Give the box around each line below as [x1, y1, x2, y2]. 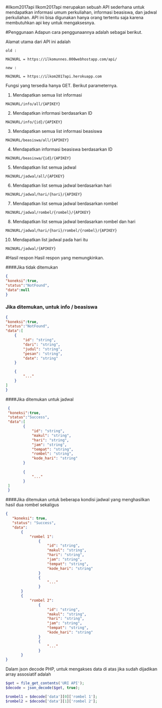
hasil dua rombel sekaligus [5, 502, 59, 508]
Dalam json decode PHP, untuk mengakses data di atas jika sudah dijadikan [5, 666, 158, 672]
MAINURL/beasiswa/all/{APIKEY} [5, 138, 69, 143]
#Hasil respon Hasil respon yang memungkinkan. [5, 255, 104, 260]
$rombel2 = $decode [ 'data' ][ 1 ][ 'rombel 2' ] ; [5, 699, 98, 704]
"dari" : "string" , [23, 342, 61, 347]
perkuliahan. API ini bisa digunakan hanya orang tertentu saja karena [5, 15, 143, 20]
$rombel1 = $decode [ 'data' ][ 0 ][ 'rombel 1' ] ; [5, 694, 98, 699]
